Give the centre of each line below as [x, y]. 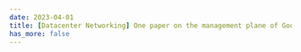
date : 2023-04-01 [42, 17]
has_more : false [39, 33]
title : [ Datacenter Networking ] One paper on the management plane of [144, 26]
